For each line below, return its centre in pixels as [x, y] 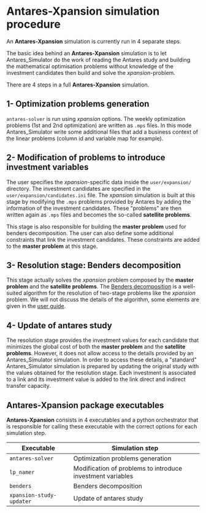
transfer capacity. [29, 386]
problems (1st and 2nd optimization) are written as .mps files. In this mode [99, 125]
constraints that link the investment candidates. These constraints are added [103, 239]
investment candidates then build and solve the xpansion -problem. [91, 72]
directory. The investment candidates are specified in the [78, 188]
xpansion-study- [33, 495]
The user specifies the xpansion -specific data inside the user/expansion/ [99, 182]
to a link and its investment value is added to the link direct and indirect [96, 379]
